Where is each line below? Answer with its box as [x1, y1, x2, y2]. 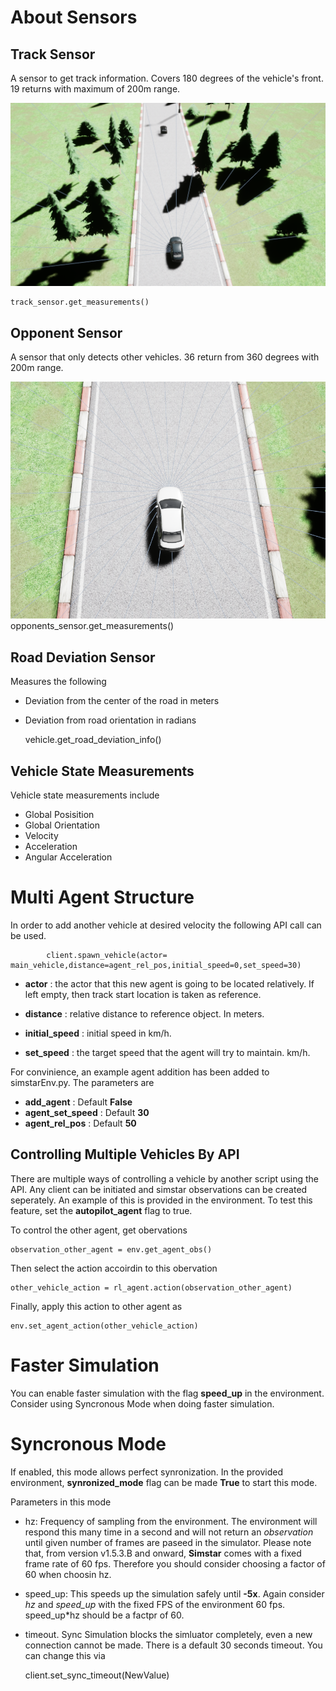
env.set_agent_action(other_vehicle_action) [10, 1321, 199, 1331]
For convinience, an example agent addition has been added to [10, 1066, 270, 1078]
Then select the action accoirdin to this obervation [10, 1262, 218, 1274]
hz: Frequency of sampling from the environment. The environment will [24, 1515, 318, 1527]
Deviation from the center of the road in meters [24, 695, 220, 707]
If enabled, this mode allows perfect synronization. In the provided [10, 1466, 284, 1478]
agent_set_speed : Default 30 [24, 1106, 150, 1118]
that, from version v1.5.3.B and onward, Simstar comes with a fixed [24, 1547, 302, 1559]
